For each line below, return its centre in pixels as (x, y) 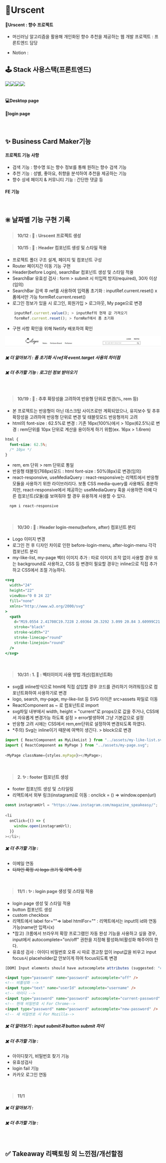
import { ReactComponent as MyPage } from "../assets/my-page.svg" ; (77, 745)
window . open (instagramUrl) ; (43, 826)
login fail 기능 (26, 1068)
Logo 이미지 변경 (29, 539)
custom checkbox (30, 915)
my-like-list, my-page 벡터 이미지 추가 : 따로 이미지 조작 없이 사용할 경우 (83, 558)
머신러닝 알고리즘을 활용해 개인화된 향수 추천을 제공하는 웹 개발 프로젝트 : (83, 37)
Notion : (20, 53)
